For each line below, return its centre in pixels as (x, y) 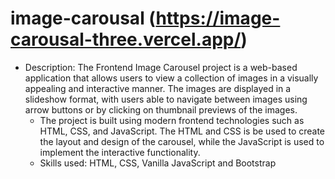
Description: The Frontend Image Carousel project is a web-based (161, 67)
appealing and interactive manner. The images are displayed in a (158, 88)
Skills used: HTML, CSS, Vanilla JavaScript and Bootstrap (158, 163)
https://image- (218, 18)
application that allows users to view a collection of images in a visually (171, 78)
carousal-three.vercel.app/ (126, 39)
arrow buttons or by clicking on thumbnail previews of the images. (161, 109)
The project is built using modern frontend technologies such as (172, 120)
